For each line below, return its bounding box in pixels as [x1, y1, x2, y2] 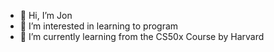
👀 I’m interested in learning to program [19, 20, 179, 32]
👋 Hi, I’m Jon [19, 10, 73, 21]
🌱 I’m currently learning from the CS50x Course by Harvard [19, 31, 265, 42]
